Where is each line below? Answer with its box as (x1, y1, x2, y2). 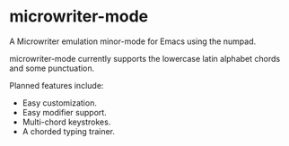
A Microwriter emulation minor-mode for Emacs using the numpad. (9, 36, 257, 47)
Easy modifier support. (22, 107, 108, 117)
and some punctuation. (9, 63, 95, 73)
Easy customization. (22, 97, 97, 108)
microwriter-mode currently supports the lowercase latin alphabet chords (9, 53, 281, 64)
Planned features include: (9, 80, 104, 90)
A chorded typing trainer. (22, 125, 115, 136)
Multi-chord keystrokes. (22, 116, 111, 127)
